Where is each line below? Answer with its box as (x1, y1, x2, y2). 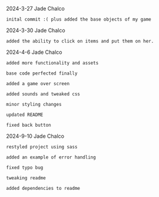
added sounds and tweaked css (6, 91, 81, 97)
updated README (6, 112, 44, 118)
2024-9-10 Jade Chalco (6, 133, 65, 140)
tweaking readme (6, 175, 46, 181)
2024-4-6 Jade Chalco (6, 49, 62, 56)
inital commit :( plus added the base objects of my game (6, 17, 151, 22)
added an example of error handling (6, 154, 96, 160)
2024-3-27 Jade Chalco (6, 5, 65, 12)
